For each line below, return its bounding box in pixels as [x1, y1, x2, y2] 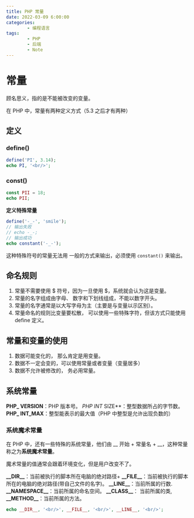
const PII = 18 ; [6, 190, 46, 196]
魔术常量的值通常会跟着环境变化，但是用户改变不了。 [6, 460, 135, 467]
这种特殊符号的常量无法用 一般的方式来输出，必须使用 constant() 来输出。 [6, 252, 186, 259]
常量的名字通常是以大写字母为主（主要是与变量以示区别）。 [14, 302, 156, 309]
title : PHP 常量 [6, 8, 44, 15]
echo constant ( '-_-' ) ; [6, 240, 62, 246]
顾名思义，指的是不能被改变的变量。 [6, 95, 94, 102]
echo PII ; [6, 195, 30, 202]
